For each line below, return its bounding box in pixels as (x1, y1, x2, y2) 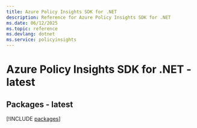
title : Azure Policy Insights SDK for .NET (6, 8, 117, 15)
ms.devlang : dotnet (6, 31, 55, 37)
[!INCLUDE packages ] (6, 115, 61, 122)
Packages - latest (6, 99, 73, 109)
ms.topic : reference (6, 25, 58, 32)
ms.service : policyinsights (6, 37, 77, 43)
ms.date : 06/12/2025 (6, 20, 58, 26)
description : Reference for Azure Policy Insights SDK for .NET (6, 14, 171, 20)
